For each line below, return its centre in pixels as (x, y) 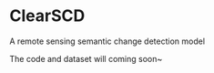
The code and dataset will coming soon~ (86, 58)
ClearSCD (47, 16)
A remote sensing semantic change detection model (107, 41)
